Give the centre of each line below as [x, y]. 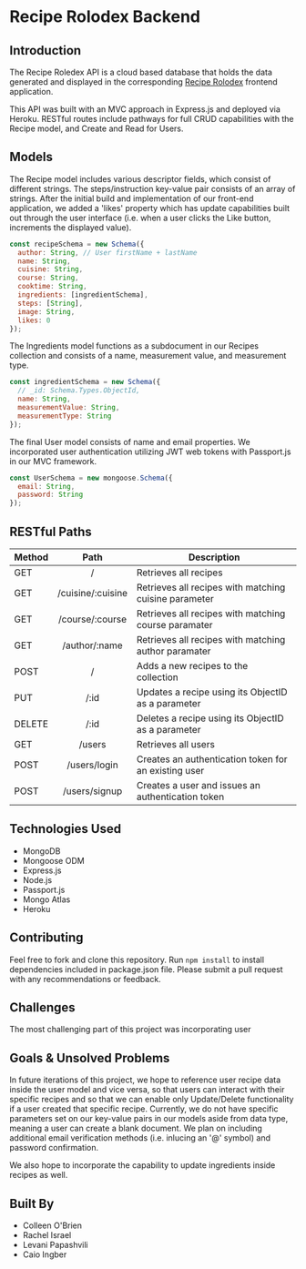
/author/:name [92, 645]
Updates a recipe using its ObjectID [212, 692]
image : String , [46, 311]
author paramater [173, 651]
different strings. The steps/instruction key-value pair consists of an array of [153, 188]
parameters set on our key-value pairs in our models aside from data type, [149, 1119]
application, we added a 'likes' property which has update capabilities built [149, 208]
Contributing [46, 938]
